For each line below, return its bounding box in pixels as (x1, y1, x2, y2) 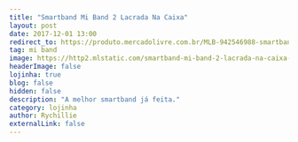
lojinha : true (9, 71, 62, 79)
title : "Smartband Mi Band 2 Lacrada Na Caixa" (9, 12, 189, 22)
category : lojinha (9, 103, 77, 112)
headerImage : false (9, 63, 82, 71)
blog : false (9, 78, 53, 87)
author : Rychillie (9, 111, 77, 120)
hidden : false (9, 86, 62, 95)
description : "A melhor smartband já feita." (9, 94, 180, 104)
